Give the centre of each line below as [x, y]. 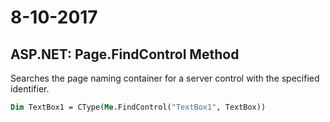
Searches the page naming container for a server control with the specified [165, 78]
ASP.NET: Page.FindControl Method [125, 54]
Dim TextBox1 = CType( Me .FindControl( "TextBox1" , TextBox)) [138, 107]
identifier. [30, 89]
